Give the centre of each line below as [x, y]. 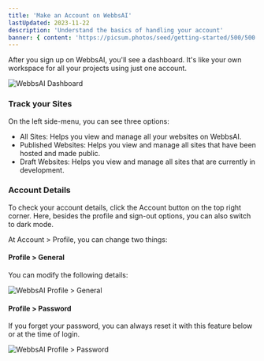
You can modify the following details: [68, 275]
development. [42, 169]
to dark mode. [31, 224]
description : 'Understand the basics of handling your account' [116, 30]
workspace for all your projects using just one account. [98, 69]
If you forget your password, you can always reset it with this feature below [130, 326]
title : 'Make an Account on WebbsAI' [70, 15]
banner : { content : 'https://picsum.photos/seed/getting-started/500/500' [134, 37]
